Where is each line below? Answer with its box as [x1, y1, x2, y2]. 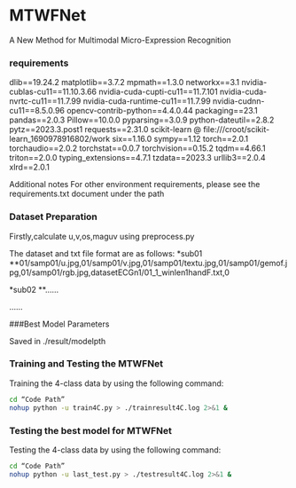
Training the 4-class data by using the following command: [9, 378, 224, 389]
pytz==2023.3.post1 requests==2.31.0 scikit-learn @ [9, 124, 202, 135]
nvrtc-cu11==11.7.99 [9, 96, 82, 106]
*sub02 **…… [9, 284, 59, 295]
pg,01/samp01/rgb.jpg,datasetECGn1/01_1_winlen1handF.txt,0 [9, 267, 230, 278]
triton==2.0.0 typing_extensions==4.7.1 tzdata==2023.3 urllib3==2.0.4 [9, 153, 266, 163]
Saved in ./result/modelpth [9, 335, 106, 346]
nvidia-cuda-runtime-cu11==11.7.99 [82, 96, 211, 106]
